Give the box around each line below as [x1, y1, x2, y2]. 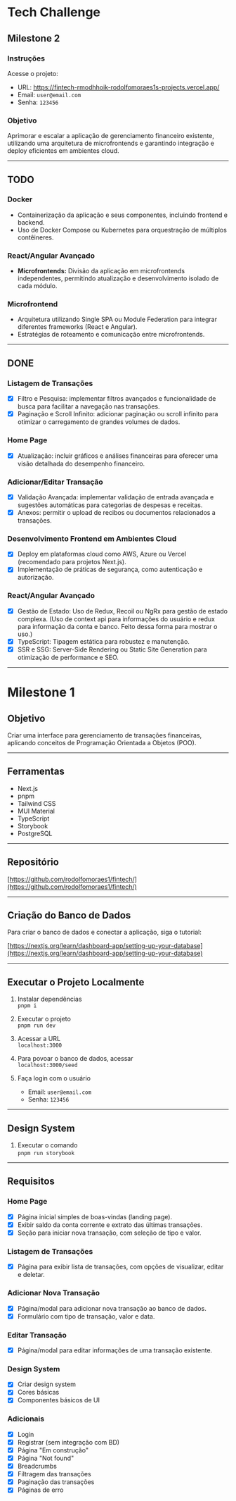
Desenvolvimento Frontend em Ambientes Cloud [7, 533, 177, 543]
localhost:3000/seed [17, 1061, 78, 1069]
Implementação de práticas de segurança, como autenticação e [17, 565, 203, 574]
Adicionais [7, 1414, 44, 1424]
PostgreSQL [17, 829, 53, 837]
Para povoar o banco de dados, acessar [17, 1054, 133, 1063]
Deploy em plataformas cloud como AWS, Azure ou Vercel [17, 550, 187, 559]
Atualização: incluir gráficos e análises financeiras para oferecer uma [17, 451, 218, 460]
